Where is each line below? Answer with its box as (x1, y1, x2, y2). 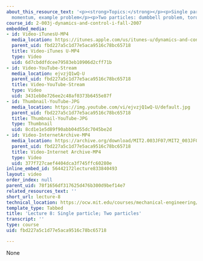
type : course (6, 222, 39, 228)
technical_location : (6, 200, 59, 206)
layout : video (6, 171, 42, 178)
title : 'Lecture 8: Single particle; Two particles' (6, 210, 142, 217)
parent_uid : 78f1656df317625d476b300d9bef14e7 (6, 183, 126, 189)
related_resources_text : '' (6, 188, 77, 194)
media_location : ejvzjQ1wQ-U (11, 71, 85, 77)
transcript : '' (6, 216, 45, 222)
